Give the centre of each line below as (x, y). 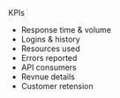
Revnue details (48, 77)
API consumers (49, 67)
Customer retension (57, 86)
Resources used (50, 49)
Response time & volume (66, 30)
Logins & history (50, 39)
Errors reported (49, 58)
